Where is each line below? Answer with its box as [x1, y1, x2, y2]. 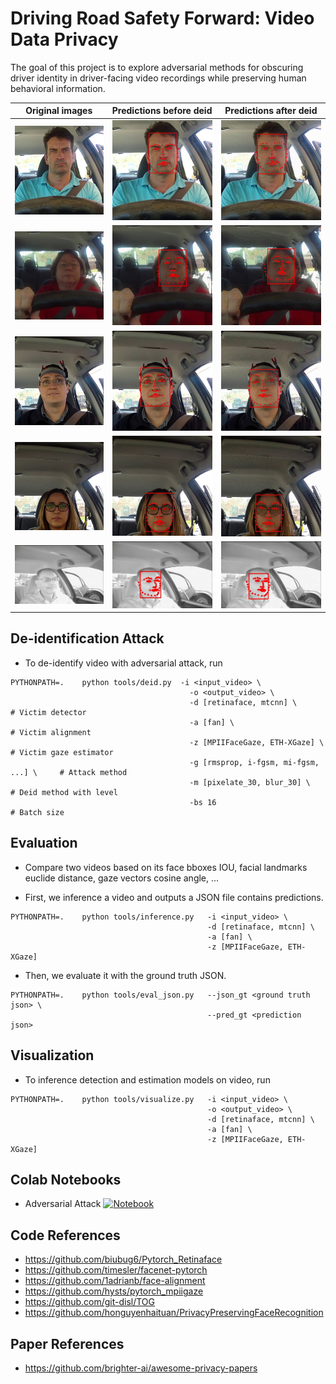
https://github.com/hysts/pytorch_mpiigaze [24, 1285, 204, 1297]
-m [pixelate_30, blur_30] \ [189, 777, 311, 787]
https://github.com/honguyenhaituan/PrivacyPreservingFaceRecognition [24, 1307, 324, 1319]
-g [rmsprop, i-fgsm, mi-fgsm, [189, 757, 320, 767]
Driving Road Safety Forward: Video [10, 7, 315, 30]
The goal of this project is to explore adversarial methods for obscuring [10, 61, 304, 73]
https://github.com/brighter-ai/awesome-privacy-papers [24, 1362, 258, 1374]
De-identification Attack [10, 630, 165, 647]
